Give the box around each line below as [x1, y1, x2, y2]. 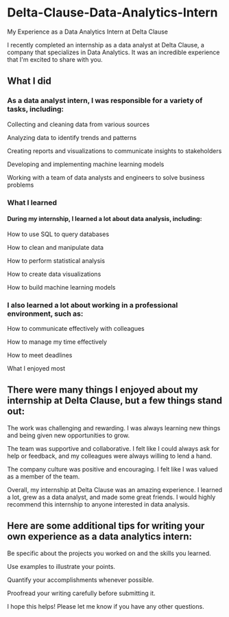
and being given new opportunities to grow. [7, 431, 130, 439]
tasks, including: [7, 104, 64, 114]
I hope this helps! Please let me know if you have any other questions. [7, 602, 204, 610]
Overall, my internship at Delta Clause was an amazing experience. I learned [7, 485, 223, 493]
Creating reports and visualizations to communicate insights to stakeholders [7, 146, 222, 155]
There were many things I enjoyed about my [7, 384, 199, 396]
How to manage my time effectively [7, 338, 108, 346]
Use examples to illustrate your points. [7, 562, 115, 570]
